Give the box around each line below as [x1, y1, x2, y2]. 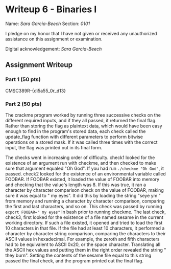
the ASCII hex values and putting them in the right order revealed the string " [5, 246, 166, 253]
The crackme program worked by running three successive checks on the [5, 111, 161, 118]
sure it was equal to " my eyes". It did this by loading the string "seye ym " [5, 192, 161, 198]
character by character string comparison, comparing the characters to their [5, 230, 166, 236]
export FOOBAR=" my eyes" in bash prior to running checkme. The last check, [5, 209, 166, 215]
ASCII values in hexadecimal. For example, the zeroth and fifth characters [5, 236, 160, 242]
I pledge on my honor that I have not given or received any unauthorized [5, 30, 157, 36]
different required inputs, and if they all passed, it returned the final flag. [5, 117, 157, 123]
